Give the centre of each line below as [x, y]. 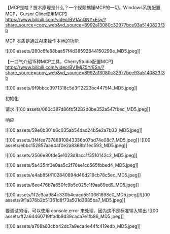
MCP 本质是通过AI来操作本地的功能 [42, 41]
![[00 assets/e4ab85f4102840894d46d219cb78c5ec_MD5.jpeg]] [73, 175]
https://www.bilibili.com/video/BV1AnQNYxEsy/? [56, 20]
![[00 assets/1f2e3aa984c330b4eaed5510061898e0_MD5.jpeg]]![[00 [78, 195]
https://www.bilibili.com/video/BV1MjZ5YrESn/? [55, 67]
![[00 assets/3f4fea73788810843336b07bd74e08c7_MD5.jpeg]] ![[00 [78, 140]
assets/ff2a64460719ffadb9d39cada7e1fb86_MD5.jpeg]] [65, 216]
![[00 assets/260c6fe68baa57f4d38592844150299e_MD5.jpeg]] [73, 51]
